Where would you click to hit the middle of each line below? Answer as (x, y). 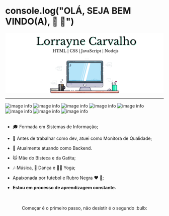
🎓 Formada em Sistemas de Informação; (55, 127)
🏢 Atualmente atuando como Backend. (52, 148)
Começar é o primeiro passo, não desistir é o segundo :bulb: (84, 208)
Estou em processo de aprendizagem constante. (64, 188)
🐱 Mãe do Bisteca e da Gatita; (44, 158)
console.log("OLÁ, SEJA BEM (68, 11)
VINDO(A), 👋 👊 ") (40, 21)
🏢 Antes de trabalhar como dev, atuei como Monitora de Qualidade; (82, 138)
